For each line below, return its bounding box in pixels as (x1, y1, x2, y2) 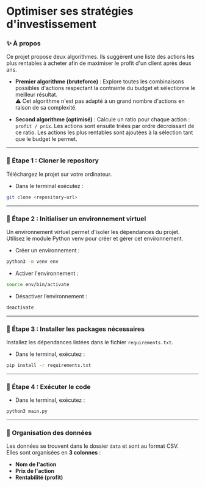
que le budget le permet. (15, 135, 77, 143)
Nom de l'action (15, 461, 57, 468)
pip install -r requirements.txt (6, 362, 92, 368)
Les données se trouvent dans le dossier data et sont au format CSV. (6, 442, 179, 450)
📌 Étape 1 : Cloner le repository (6, 156, 99, 165)
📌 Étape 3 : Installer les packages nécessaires (6, 325, 145, 333)
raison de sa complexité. (15, 104, 77, 111)
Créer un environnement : (15, 246, 80, 254)
